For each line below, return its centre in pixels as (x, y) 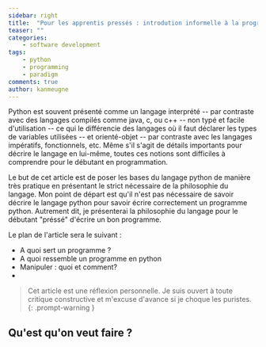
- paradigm (40, 74)
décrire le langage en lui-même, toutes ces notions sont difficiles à (117, 154)
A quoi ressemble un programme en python (91, 259)
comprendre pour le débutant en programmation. (88, 162)
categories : (28, 38)
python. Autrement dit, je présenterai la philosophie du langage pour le (123, 212)
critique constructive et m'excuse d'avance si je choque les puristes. (139, 299)
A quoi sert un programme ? (65, 250)
